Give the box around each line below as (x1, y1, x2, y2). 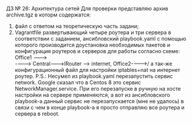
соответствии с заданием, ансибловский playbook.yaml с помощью (14, 35, 187, 42)
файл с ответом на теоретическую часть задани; (14, 23, 139, 29)
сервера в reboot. (14, 110, 60, 117)
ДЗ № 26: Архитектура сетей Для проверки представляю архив (6, 5, 168, 12)
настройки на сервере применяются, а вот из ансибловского (14, 91, 170, 98)
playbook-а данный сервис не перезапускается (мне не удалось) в (14, 98, 184, 105)
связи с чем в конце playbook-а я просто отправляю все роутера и (14, 104, 185, 111)
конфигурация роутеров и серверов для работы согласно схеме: (14, 48, 180, 55)
